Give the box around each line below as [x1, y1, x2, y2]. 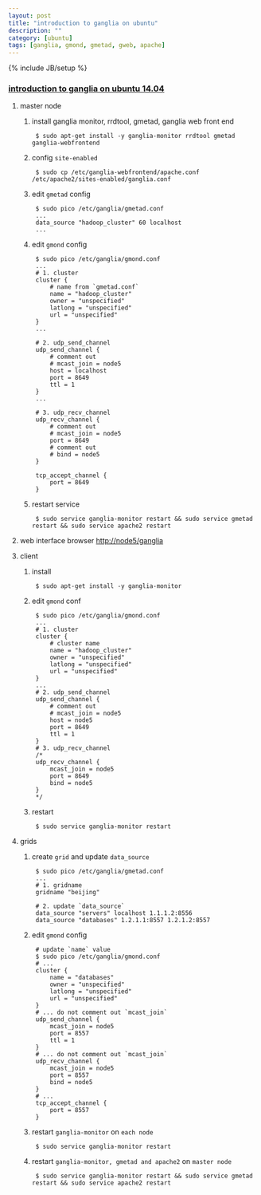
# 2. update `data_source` [35, 902, 125, 910]
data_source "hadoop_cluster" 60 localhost [35, 219, 182, 227]
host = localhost [49, 367, 107, 375]
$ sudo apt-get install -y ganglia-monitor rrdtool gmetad [35, 132, 236, 140]
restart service [31, 499, 80, 509]
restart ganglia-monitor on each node [31, 1127, 154, 1137]
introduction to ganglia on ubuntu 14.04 [8, 83, 165, 94]
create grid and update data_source [31, 852, 150, 862]
